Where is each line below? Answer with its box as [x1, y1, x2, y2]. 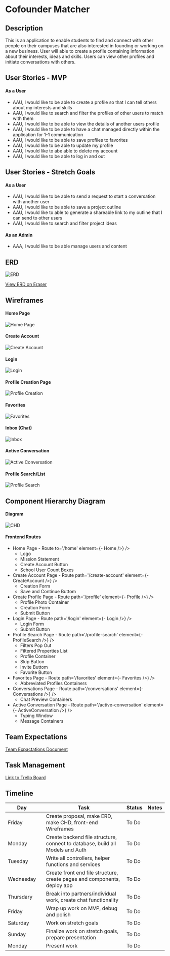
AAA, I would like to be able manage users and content [12, 243, 127, 250]
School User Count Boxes [20, 567, 74, 573]
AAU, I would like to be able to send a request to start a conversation [12, 193, 156, 199]
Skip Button [20, 659, 45, 665]
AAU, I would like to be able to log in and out [12, 153, 105, 159]
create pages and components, [46, 876, 120, 883]
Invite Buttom [20, 664, 48, 670]
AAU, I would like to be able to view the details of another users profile [12, 120, 159, 127]
